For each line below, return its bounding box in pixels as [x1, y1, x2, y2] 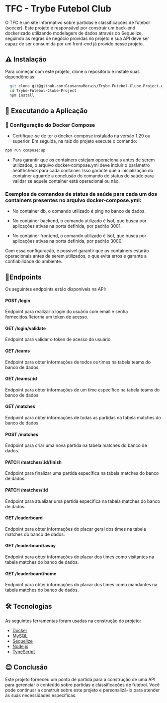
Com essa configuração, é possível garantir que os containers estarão [5, 248, 149, 254]
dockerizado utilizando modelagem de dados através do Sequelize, [5, 30, 143, 36]
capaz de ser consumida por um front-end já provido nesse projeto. [5, 40, 144, 46]
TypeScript [12, 649, 35, 655]
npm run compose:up [5, 148, 46, 153]
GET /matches [5, 403, 36, 409]
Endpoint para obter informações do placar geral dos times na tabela [5, 526, 146, 532]
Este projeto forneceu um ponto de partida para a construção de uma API [5, 676, 156, 682]
